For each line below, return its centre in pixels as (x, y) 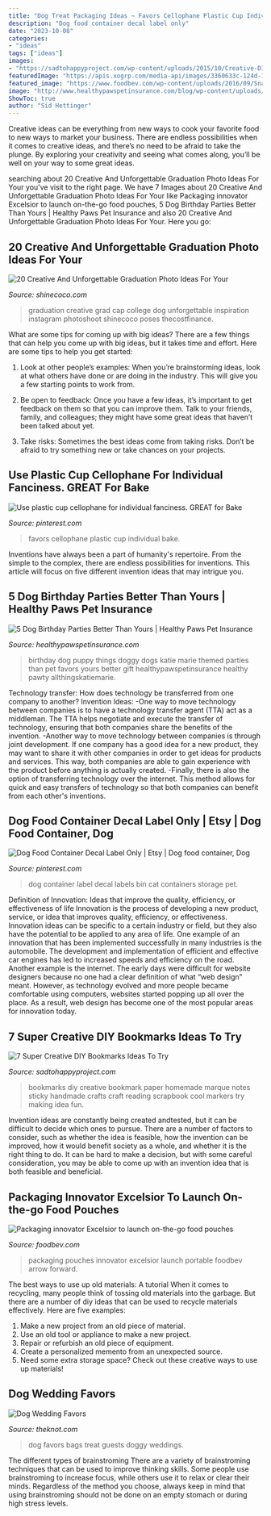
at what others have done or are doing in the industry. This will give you (139, 375)
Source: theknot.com (43, 1429)
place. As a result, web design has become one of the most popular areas (131, 1003)
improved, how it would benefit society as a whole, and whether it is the (128, 1146)
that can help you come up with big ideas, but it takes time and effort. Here (133, 343)
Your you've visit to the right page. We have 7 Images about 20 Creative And (135, 187)
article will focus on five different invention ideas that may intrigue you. (126, 571)
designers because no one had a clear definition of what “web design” (125, 977)
